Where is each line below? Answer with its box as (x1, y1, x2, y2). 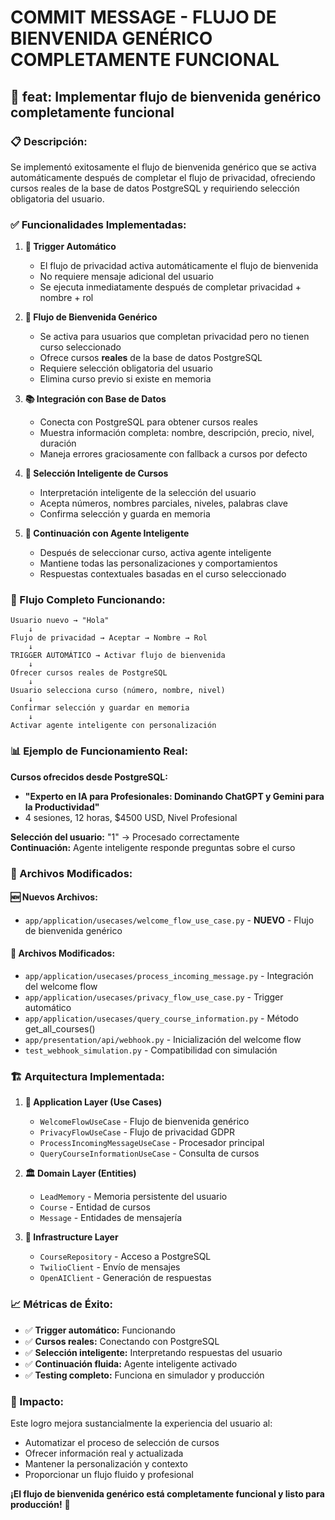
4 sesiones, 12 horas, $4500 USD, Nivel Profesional (24, 811, 238, 823)
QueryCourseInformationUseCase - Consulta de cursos (39, 1147, 260, 1160)
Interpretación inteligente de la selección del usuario (39, 487, 257, 499)
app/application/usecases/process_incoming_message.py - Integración (24, 970, 314, 982)
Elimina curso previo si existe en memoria (39, 373, 212, 385)
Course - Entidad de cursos (39, 1201, 151, 1213)
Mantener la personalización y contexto (24, 1457, 188, 1470)
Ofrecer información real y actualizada (24, 1447, 184, 1459)
